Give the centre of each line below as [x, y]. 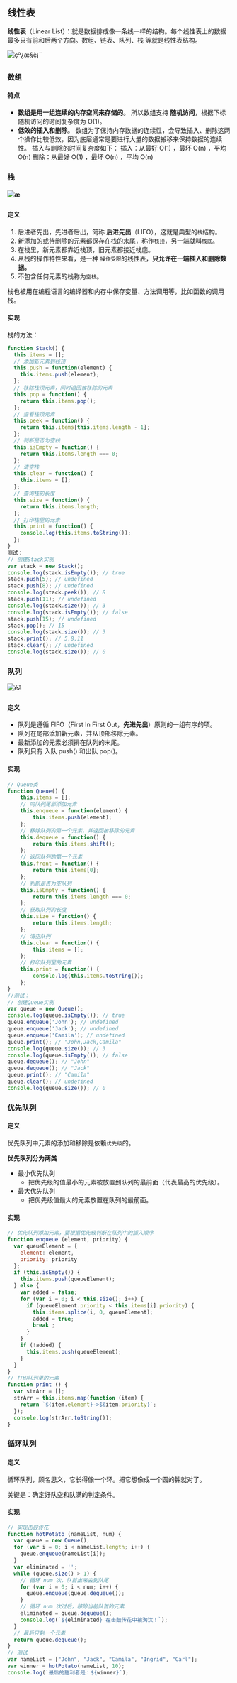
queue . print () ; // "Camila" [49, 1075]
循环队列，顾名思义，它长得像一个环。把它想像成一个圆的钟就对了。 [106, 1479]
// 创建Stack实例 [31, 560]
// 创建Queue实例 [31, 1002]
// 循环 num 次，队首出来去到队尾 [64, 1580]
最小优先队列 [36, 1173]
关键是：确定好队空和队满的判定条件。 [63, 1494]
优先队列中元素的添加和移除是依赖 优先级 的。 [71, 1143]
